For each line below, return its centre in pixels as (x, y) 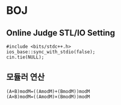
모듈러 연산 (26, 77)
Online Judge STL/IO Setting (61, 33)
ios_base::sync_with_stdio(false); (51, 52)
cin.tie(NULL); (25, 57)
